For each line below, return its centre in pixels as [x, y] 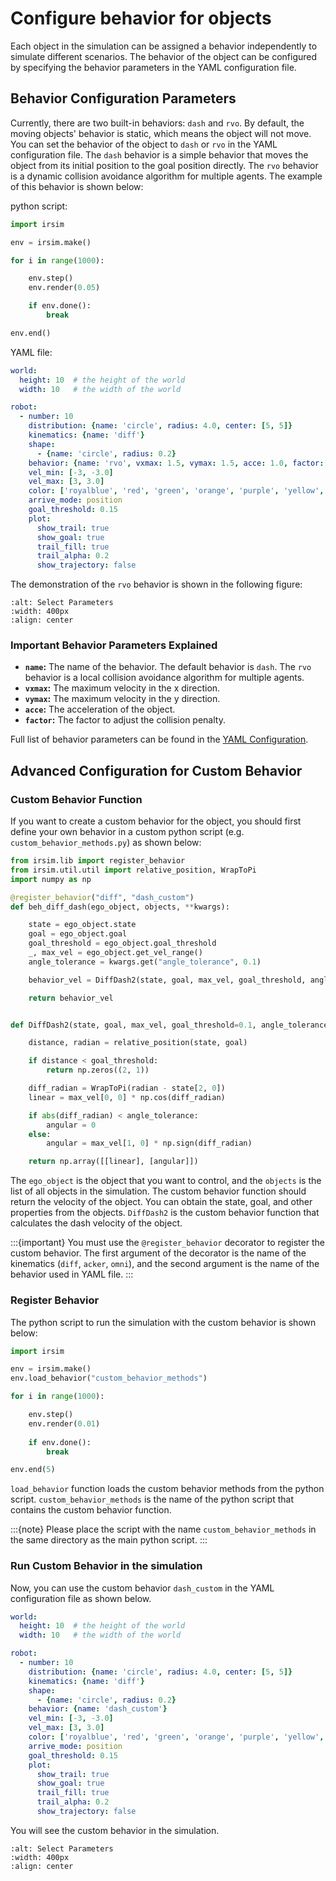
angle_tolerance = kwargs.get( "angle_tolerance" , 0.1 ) [145, 962]
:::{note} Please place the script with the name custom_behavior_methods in [163, 1529]
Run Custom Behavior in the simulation [106, 1566]
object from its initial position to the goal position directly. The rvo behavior [164, 165]
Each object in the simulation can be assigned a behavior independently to [164, 46]
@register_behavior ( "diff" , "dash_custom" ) [102, 897]
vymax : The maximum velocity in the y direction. [122, 699]
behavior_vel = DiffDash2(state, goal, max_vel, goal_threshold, [167, 980]
